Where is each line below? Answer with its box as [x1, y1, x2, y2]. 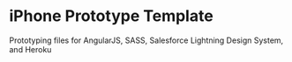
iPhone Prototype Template [9, 6, 213, 26]
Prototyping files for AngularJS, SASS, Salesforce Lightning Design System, [9, 35, 284, 45]
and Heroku [9, 44, 52, 54]
